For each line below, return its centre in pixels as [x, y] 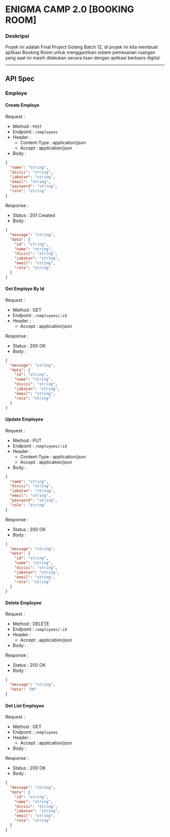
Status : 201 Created [34, 215]
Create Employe [22, 105]
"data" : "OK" [24, 690]
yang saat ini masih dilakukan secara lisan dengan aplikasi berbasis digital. [83, 58]
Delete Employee [24, 603]
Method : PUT [27, 440]
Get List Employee [25, 705]
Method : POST [27, 126]
